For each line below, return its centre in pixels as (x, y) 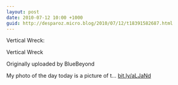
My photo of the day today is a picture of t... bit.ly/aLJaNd (79, 76)
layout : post (23, 12)
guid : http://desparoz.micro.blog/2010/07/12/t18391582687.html (90, 23)
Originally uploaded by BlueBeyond (51, 64)
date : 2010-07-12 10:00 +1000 (45, 18)
